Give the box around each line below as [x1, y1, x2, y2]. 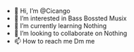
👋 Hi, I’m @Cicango [13, 7, 71, 15]
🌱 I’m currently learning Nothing [13, 22, 107, 30]
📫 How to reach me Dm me [13, 37, 95, 45]
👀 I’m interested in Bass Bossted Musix [13, 14, 127, 22]
